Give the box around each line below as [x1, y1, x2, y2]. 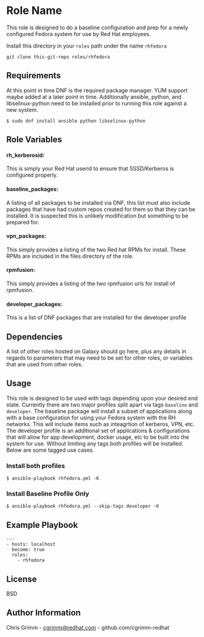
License [6, 574, 37, 584]
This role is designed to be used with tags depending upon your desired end [6, 394, 198, 402]
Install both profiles [6, 461, 65, 470]
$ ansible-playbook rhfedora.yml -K [6, 475, 99, 482]
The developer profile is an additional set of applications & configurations [6, 427, 190, 434]
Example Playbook [6, 519, 78, 530]
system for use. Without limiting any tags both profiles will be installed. [6, 439, 184, 447]
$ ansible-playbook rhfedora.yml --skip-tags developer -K [6, 504, 160, 510]
